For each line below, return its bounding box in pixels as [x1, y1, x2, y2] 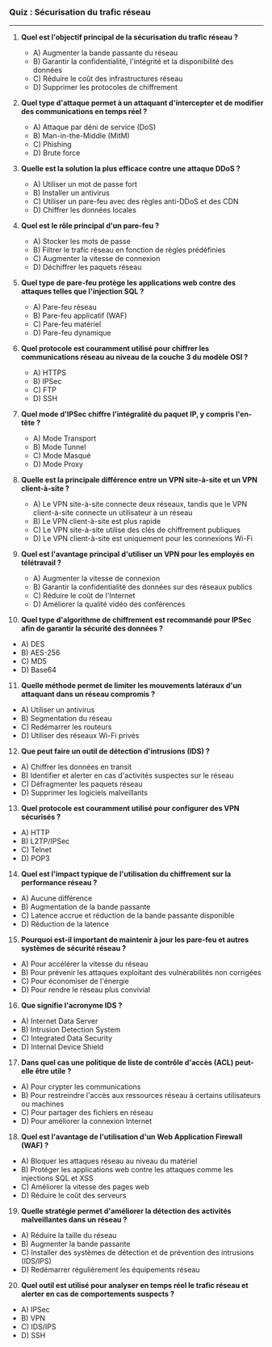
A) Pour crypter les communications [20, 1082, 141, 1092]
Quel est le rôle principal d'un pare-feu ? [20, 221, 160, 230]
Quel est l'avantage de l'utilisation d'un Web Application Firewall [20, 1132, 243, 1142]
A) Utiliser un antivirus [20, 705, 95, 715]
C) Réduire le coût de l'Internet [32, 591, 136, 601]
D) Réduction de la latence [20, 919, 110, 929]
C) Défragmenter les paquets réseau [20, 779, 144, 789]
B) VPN [20, 1313, 46, 1324]
